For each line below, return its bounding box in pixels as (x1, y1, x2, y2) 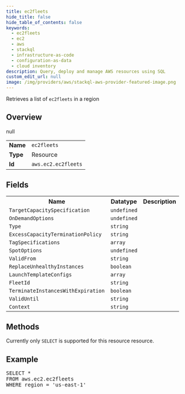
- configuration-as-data (11, 57, 72, 63)
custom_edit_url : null (6, 74, 61, 80)
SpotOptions (9, 247, 43, 253)
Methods (6, 322, 40, 332)
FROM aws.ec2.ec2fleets (6, 376, 74, 382)
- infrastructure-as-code (11, 52, 75, 58)
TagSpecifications (9, 239, 60, 246)
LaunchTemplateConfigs (9, 271, 72, 278)
